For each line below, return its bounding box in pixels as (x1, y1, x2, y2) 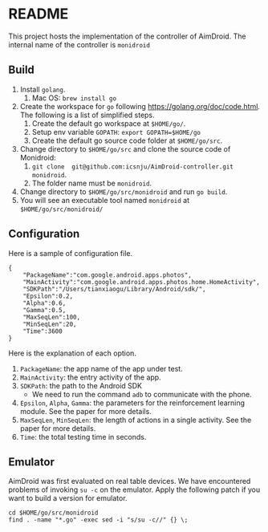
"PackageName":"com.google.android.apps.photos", (22, 270, 193, 279)
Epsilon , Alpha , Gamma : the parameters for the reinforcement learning (19, 398, 246, 408)
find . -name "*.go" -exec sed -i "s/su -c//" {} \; (8, 516, 189, 524)
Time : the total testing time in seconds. (19, 432, 147, 441)
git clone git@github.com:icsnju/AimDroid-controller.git (31, 162, 234, 171)
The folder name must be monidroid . (31, 178, 152, 188)
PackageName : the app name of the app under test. (19, 363, 183, 373)
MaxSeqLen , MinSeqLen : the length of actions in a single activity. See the (19, 415, 252, 424)
